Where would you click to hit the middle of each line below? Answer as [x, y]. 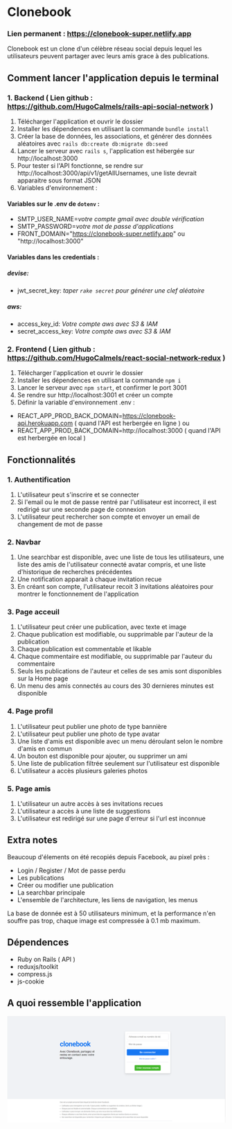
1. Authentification [39, 479]
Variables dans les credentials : [53, 257]
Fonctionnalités [42, 459]
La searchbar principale [51, 893]
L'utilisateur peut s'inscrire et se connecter [78, 494]
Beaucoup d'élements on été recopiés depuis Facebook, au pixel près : [108, 856]
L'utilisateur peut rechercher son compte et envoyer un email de [108, 517]
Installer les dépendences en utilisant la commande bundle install [113, 129]
